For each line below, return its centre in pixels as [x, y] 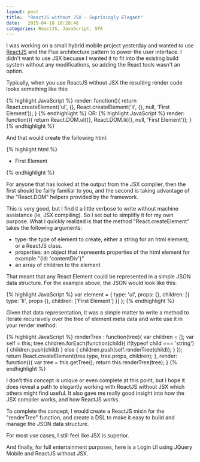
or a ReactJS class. [39, 246]
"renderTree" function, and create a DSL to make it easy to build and [90, 418]
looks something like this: [37, 89]
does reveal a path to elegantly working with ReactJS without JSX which [96, 387]
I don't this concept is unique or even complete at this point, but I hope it [96, 380]
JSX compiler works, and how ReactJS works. [63, 400]
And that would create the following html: [57, 138]
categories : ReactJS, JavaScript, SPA [54, 28]
